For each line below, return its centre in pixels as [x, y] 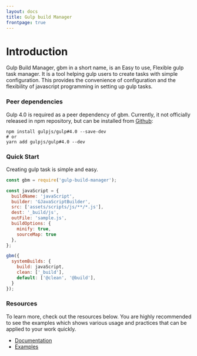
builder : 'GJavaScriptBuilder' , [51, 201]
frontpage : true [26, 22]
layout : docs [22, 11]
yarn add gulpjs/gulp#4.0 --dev [46, 142]
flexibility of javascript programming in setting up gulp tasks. [79, 86]
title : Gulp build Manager [39, 17]
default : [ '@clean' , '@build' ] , [56, 278]
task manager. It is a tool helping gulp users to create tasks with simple [92, 74]
